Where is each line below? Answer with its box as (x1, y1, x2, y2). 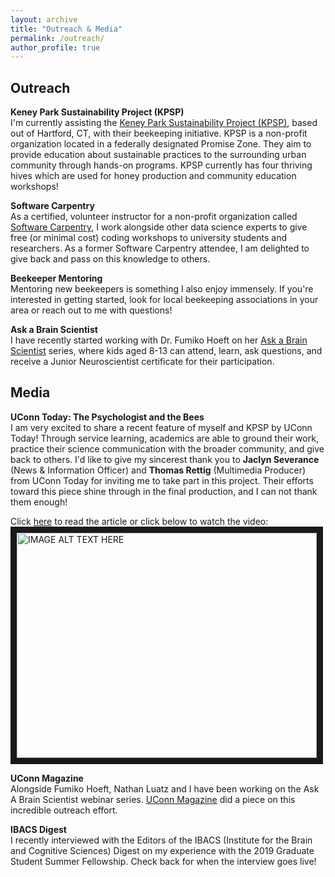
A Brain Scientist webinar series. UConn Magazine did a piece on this (10, 793, 296, 805)
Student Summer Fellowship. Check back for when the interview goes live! (10, 855, 317, 867)
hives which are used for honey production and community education (10, 170, 297, 182)
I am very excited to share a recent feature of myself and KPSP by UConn (10, 421, 313, 433)
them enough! (10, 496, 68, 508)
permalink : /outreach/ (10, 33, 105, 43)
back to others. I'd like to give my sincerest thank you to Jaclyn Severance (10, 453, 320, 465)
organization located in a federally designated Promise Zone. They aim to (10, 138, 312, 150)
